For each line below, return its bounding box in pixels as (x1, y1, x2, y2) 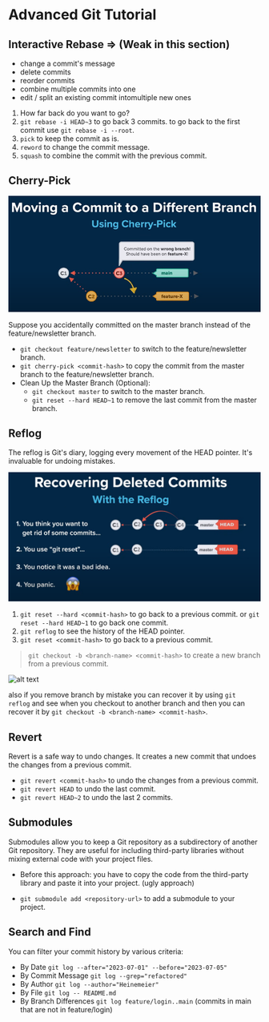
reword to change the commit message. (19, 143, 151, 151)
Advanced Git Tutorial (8, 6, 157, 24)
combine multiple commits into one (19, 84, 136, 94)
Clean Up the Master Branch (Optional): (19, 378, 151, 388)
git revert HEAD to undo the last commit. (19, 784, 156, 794)
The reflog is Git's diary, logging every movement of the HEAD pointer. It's (8, 448, 253, 457)
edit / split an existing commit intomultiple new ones (19, 93, 192, 102)
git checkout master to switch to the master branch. (31, 386, 206, 396)
